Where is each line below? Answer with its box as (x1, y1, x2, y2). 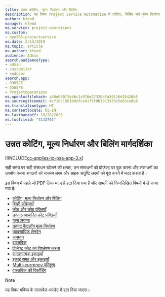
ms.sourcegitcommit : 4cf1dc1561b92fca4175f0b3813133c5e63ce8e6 (5, 99, 138, 104)
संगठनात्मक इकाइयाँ (12, 251, 43, 257)
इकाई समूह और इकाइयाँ (12, 256, 49, 262)
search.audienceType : (5, 58, 50, 63)
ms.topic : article (5, 44, 43, 49)
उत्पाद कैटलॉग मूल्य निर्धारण (12, 223, 55, 229)
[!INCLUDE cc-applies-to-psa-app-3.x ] (5, 155, 83, 161)
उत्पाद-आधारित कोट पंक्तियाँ (12, 212, 57, 218)
